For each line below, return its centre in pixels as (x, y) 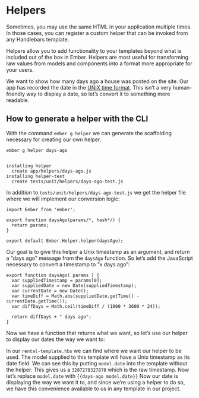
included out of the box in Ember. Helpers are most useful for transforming (97, 57)
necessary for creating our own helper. (54, 139)
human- (182, 87)
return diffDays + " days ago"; (52, 317)
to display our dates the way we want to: (56, 339)
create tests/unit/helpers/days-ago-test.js (67, 182)
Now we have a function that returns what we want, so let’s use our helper (97, 333)
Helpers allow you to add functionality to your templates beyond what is (94, 50)
